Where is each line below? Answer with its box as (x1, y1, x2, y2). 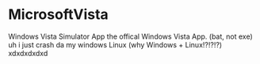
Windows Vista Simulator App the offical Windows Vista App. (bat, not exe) (8, 32, 253, 41)
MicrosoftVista (8, 6, 109, 24)
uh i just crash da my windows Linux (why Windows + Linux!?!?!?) (8, 40, 223, 49)
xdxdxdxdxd (8, 48, 48, 58)
